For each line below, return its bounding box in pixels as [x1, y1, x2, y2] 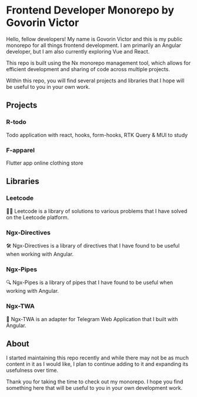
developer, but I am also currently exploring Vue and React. [6, 48, 150, 55]
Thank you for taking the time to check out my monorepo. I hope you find [6, 378, 183, 385]
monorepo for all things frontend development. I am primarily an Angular [6, 42, 181, 49]
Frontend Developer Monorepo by [6, 4, 175, 17]
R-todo [6, 118, 26, 126]
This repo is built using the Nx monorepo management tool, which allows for [6, 59, 191, 66]
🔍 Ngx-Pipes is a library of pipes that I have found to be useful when [6, 279, 173, 286]
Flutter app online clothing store [6, 159, 84, 166]
